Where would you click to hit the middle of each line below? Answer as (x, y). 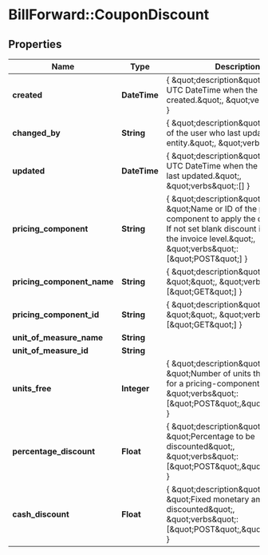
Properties (35, 44)
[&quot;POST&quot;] (205, 259)
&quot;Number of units (209, 373)
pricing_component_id (56, 315)
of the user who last (203, 133)
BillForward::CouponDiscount (109, 15)
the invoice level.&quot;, (211, 239)
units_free (32, 388)
